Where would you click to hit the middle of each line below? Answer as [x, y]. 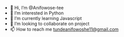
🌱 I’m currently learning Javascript [46, 18]
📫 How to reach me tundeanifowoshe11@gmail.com [64, 29]
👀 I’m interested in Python [37, 13]
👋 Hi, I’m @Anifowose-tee [37, 8]
